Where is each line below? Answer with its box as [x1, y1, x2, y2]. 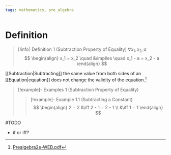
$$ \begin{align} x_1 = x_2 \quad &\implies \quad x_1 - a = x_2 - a [24, 55, 159, 61]
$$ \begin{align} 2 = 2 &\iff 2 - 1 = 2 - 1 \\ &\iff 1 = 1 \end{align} [33, 105, 163, 111]
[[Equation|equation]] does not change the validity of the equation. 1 [5, 76, 147, 83]
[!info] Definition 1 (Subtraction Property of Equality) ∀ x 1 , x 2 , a [17, 46, 147, 53]
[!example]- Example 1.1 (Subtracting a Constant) [30, 97, 133, 103]
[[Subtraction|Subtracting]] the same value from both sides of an [5, 71, 141, 77]
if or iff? [12, 130, 30, 136]
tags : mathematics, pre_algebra [5, 7, 74, 13]
